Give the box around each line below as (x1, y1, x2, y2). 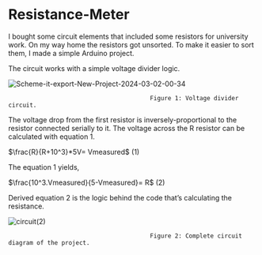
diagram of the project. (8, 238, 90, 246)
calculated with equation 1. (8, 132, 95, 141)
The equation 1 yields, (8, 162, 80, 171)
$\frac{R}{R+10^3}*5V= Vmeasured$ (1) (8, 147, 140, 156)
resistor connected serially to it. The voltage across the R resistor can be (8, 123, 245, 133)
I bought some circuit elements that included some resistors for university (8, 32, 249, 41)
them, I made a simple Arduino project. (8, 48, 135, 58)
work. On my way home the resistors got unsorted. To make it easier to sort (8, 39, 255, 49)
